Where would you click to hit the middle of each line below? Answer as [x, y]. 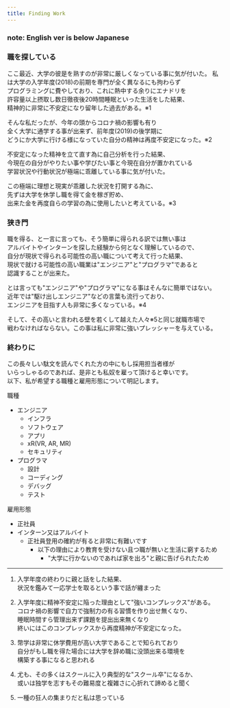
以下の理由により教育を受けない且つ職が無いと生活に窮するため [127, 549]
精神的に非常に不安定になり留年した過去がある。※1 [79, 108]
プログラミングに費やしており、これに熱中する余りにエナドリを [97, 91]
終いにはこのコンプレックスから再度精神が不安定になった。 [101, 628]
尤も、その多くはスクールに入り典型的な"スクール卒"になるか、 [107, 674]
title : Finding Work [37, 13]
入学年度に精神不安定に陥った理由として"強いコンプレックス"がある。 [115, 602]
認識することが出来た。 [40, 273]
